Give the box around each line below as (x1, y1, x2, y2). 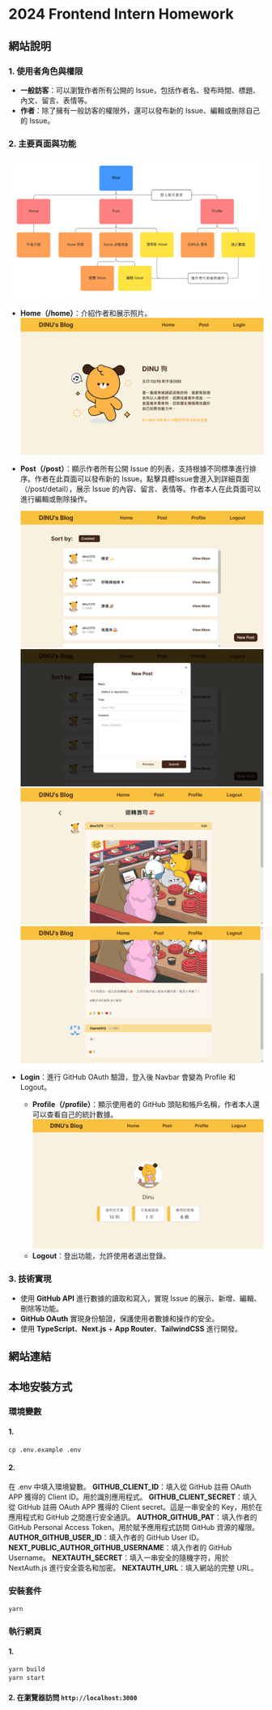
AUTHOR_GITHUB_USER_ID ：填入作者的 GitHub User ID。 (8, 1533, 204, 1542)
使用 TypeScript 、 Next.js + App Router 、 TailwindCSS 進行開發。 (19, 1323, 243, 1333)
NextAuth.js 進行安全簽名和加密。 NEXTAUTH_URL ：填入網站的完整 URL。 (8, 1563, 258, 1572)
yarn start (8, 1674, 45, 1682)
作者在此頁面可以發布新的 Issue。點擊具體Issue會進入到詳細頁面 (34, 474, 249, 484)
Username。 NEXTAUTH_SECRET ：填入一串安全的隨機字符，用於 (8, 1553, 229, 1563)
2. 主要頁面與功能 (8, 138, 77, 149)
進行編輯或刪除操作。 (19, 494, 91, 504)
